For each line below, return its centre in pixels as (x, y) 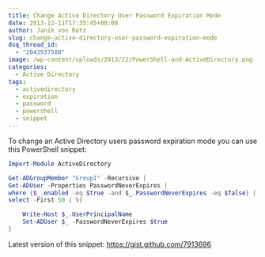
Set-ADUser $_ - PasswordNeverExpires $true (95, 222)
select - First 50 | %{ (45, 200)
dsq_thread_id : (33, 45)
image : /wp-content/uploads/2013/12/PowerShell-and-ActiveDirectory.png (131, 60)
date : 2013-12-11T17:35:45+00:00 (63, 23)
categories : (28, 67)
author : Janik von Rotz (47, 30)
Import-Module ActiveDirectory (60, 164)
